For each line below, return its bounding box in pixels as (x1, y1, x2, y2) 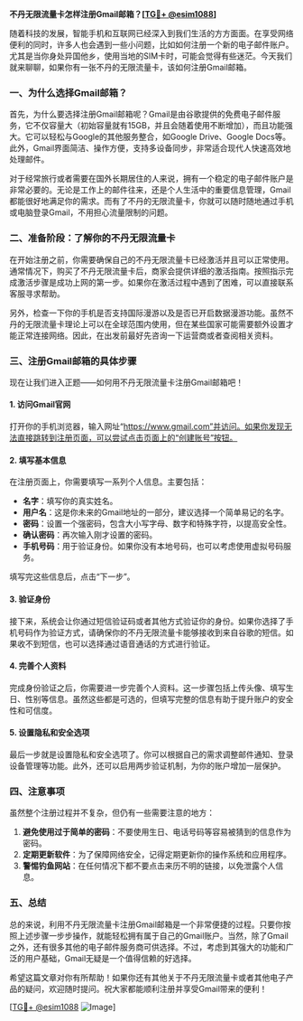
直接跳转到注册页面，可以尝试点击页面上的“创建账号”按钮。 (16, 433, 238, 444)
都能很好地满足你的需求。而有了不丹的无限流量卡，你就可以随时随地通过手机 (9, 196, 294, 207)
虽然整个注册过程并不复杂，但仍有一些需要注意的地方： (9, 808, 215, 819)
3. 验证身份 (9, 594, 51, 604)
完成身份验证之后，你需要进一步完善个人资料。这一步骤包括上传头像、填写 (9, 682, 286, 693)
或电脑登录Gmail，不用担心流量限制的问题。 (9, 207, 173, 218)
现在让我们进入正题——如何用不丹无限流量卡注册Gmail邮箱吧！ (9, 377, 244, 388)
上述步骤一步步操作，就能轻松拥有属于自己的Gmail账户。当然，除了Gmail (16, 930, 289, 941)
